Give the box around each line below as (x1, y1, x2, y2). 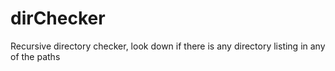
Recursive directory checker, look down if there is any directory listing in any (10, 40, 326, 52)
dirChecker (10, 7, 106, 30)
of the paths (10, 50, 61, 62)
